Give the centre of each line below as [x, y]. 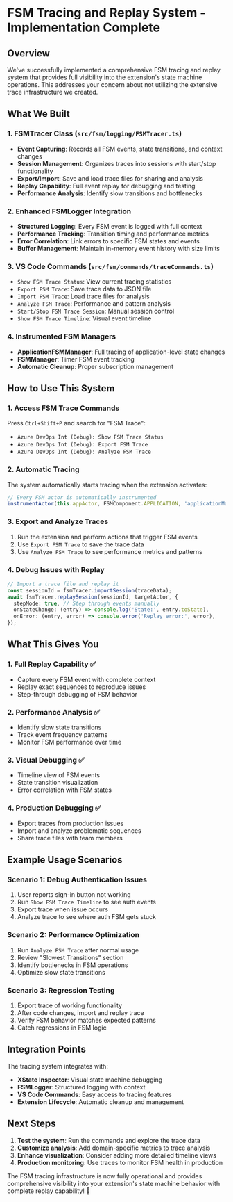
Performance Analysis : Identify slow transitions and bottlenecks [110, 193]
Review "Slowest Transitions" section [70, 957]
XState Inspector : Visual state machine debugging [90, 1080]
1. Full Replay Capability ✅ [52, 664]
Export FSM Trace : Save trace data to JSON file [84, 289]
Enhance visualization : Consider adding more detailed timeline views [117, 1155]
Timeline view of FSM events [59, 775]
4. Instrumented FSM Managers [62, 336]
